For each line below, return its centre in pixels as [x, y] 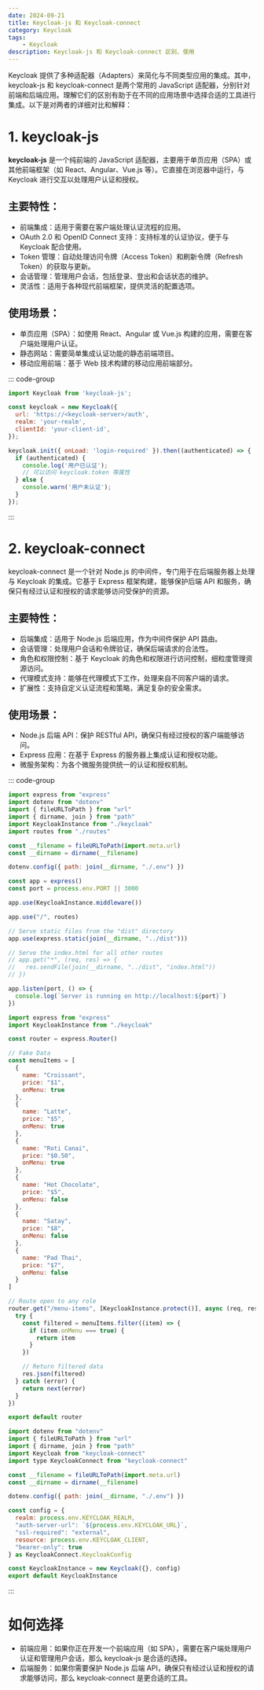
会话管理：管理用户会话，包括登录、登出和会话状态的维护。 [116, 276]
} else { [29, 480]
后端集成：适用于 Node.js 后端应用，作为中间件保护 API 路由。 [121, 638]
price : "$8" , [44, 1229]
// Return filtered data [63, 1367]
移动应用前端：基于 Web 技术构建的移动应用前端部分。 [108, 363]
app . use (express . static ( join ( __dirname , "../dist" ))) [98, 939]
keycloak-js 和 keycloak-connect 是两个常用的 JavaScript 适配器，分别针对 [129, 85]
